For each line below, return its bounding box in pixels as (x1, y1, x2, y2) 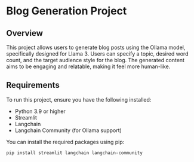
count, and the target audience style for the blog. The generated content (6, 57, 185, 63)
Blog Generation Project (6, 4, 127, 18)
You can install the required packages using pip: (6, 138, 125, 145)
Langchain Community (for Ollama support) (14, 127, 122, 134)
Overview (6, 28, 44, 38)
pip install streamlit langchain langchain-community (6, 149, 143, 156)
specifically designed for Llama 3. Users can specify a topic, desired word (6, 50, 189, 57)
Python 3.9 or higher (14, 108, 66, 115)
